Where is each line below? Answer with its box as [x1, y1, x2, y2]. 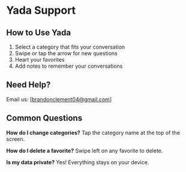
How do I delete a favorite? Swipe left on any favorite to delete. [6, 147, 163, 154]
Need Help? [6, 80, 51, 90]
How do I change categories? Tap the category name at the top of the [6, 129, 181, 136]
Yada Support [6, 4, 76, 17]
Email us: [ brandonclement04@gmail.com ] [6, 95, 112, 102]
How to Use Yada [6, 28, 71, 38]
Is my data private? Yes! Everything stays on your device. [6, 158, 149, 165]
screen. [6, 135, 25, 143]
